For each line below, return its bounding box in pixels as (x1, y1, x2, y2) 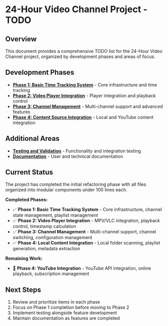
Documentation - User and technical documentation (12, 153, 123, 159)
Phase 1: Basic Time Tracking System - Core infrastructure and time (12, 81, 157, 87)
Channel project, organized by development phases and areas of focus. (5, 53, 156, 60)
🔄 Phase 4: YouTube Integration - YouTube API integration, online (12, 265, 151, 272)
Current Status (5, 168, 53, 176)
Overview (5, 35, 37, 43)
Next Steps (5, 285, 41, 294)
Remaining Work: (5, 255, 43, 261)
